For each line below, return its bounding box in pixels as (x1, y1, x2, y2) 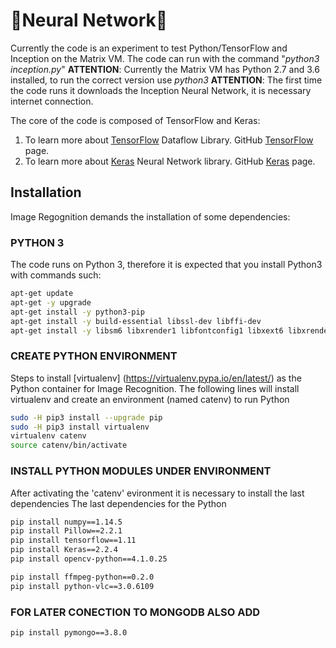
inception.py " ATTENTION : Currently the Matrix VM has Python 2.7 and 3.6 (10, 63, 320, 75)
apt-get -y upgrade (10, 297, 92, 308)
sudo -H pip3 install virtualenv (10, 422, 150, 432)
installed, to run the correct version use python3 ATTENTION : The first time (10, 74, 323, 86)
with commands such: (10, 269, 102, 281)
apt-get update (10, 289, 74, 299)
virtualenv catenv (10, 431, 87, 441)
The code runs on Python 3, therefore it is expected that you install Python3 (10, 259, 323, 271)
